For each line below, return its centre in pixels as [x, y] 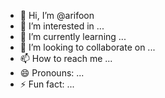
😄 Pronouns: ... [52, 73]
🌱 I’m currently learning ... [73, 36]
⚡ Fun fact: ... [47, 84]
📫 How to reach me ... [66, 58]
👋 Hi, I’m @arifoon [57, 15]
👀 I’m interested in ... [62, 26]
